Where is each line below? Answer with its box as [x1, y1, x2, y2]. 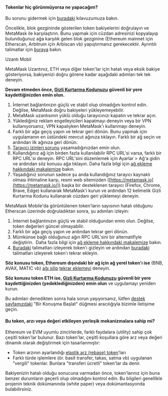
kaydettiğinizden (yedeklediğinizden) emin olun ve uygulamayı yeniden [5, 280, 156, 286]
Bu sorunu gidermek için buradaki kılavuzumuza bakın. [5, 15, 119, 21]
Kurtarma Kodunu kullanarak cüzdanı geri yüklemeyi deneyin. [12, 193, 140, 199]
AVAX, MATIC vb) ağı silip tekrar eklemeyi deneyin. [5, 265, 111, 271]
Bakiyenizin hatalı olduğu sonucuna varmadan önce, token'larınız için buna [5, 370, 160, 376]
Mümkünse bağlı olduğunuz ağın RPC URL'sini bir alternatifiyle [12, 234, 142, 240]
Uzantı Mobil [5, 56, 32, 63]
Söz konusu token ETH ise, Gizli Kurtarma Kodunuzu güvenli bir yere [5, 275, 151, 281]
